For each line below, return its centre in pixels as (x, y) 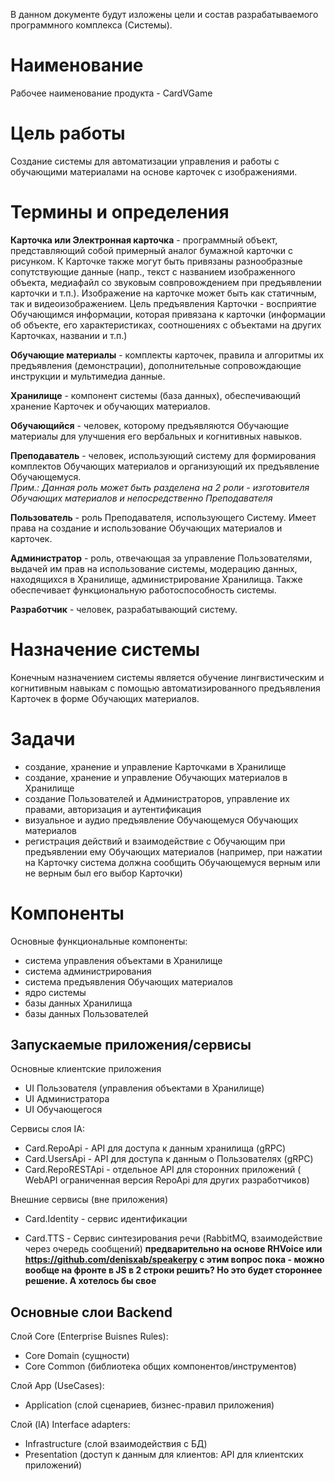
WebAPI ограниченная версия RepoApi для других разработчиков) (167, 1180)
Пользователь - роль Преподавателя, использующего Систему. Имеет (163, 517)
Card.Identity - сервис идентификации (106, 1219)
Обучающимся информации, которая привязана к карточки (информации (168, 314)
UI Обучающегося (63, 1110)
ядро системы (55, 992)
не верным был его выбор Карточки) (103, 873)
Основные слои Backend (91, 1312)
